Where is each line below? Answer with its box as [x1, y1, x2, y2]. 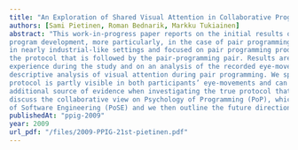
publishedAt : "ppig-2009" [9, 111, 105, 120]
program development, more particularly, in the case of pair [9, 37, 244, 47]
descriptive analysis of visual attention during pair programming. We [9, 71, 279, 79]
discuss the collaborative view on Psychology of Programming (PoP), [9, 94, 272, 104]
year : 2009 [9, 120, 50, 129]
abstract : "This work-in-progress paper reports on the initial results [9, 29, 284, 38]
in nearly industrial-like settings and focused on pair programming [9, 46, 272, 55]
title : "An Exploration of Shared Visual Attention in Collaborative [9, 12, 272, 22]
